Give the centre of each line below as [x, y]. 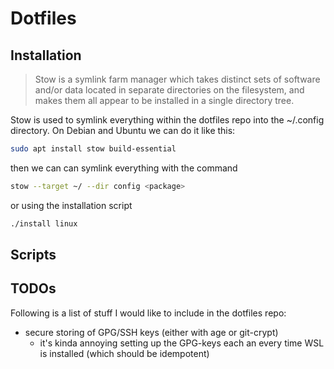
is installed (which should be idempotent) [124, 353]
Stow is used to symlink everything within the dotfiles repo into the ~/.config [167, 120]
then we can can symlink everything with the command [124, 168]
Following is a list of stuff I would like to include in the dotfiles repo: [148, 313]
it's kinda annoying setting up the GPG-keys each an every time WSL [182, 343]
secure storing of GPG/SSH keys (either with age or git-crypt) [151, 332]
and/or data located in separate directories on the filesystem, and [169, 90]
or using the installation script [71, 205]
